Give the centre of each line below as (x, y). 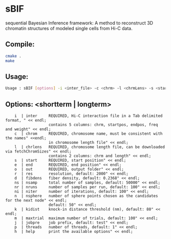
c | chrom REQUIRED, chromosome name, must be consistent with (89, 134)
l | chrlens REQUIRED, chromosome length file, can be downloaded (90, 147)
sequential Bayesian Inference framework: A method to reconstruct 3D (79, 23)
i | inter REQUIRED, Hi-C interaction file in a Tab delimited (89, 116)
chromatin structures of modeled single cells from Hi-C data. (69, 28)
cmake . (13, 56)
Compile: (20, 44)
